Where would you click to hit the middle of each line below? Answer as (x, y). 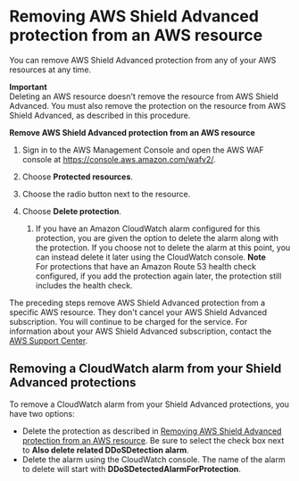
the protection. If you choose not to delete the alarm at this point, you (163, 247)
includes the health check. (84, 285)
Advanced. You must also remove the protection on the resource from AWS (148, 105)
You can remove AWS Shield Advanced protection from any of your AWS (143, 60)
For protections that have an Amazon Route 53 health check (146, 266)
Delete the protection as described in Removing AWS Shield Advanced (152, 431)
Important (28, 87)
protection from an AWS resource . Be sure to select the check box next (153, 440)
